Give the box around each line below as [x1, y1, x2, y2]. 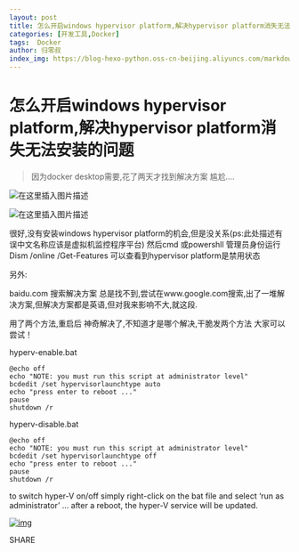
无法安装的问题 [25, 140, 135, 160]
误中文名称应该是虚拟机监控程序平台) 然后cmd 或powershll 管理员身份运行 [9, 239, 281, 249]
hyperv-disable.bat [9, 418, 79, 429]
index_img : [9, 54, 50, 63]
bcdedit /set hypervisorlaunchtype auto [9, 379, 162, 388]
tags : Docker [9, 37, 62, 47]
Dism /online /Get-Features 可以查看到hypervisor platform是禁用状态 [9, 250, 261, 261]
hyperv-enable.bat [9, 346, 77, 357]
